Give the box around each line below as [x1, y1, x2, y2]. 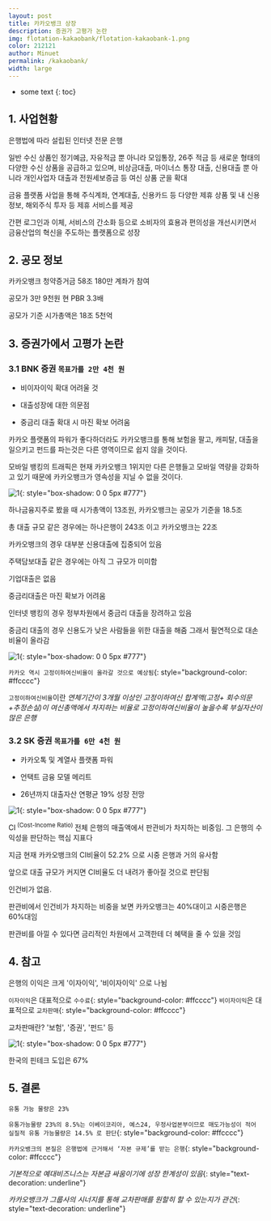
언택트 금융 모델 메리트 [19, 772, 92, 782]
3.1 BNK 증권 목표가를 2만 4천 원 [8, 363, 125, 374]
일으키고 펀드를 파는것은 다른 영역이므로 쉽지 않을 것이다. [8, 445, 188, 454]
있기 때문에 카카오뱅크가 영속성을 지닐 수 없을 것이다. [16, 472, 184, 482]
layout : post [8, 11, 53, 20]
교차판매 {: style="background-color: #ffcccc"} [36, 1005, 186, 1015]
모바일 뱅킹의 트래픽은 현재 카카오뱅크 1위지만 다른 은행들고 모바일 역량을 [8, 462, 239, 472]
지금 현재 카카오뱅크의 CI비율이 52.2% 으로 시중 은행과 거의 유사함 [8, 850, 218, 860]
